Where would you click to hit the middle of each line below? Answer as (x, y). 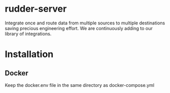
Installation (29, 54)
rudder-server (36, 9)
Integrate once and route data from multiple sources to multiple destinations (85, 23)
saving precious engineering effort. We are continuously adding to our (79, 28)
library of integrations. (28, 34)
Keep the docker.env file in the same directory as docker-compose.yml (80, 85)
